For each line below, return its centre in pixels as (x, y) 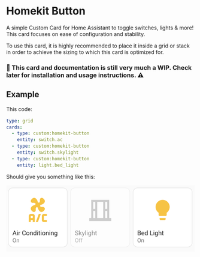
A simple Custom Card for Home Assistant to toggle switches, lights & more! (100, 28)
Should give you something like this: (51, 177)
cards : (14, 127)
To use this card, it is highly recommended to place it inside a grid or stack (98, 46)
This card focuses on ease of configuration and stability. (76, 34)
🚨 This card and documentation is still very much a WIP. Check (99, 67)
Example (23, 95)
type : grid (20, 121)
